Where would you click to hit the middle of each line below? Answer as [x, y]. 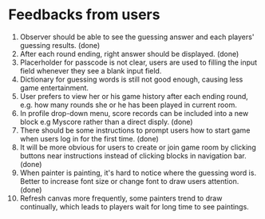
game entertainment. [54, 88]
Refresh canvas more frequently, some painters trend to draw [121, 198]
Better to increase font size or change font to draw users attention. [129, 181]
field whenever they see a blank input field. [91, 70]
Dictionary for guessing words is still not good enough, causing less [131, 79]
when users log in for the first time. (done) [89, 138]
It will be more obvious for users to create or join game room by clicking [138, 147]
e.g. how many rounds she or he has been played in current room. [128, 105]
